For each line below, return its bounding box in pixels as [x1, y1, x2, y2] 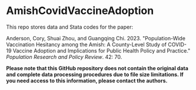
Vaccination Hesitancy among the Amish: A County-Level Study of [6, 41, 167, 48]
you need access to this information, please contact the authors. [6, 77, 168, 84]
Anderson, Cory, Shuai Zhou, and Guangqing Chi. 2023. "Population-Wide [6, 34, 185, 41]
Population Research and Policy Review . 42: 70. [6, 53, 122, 60]
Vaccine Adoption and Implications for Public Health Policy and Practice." [12, 47, 191, 54]
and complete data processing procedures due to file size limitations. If [6, 71, 184, 78]
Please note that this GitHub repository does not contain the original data [6, 64, 188, 71]
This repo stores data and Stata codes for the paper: [6, 23, 134, 30]
